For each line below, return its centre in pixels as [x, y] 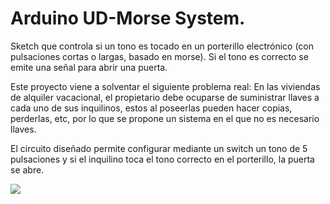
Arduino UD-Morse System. [128, 18]
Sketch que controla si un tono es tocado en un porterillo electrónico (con [162, 46]
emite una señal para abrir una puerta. [89, 67]
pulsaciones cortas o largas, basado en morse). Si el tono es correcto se [159, 56]
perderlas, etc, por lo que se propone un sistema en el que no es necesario [165, 118]
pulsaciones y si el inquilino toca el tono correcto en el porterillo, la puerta [162, 159]
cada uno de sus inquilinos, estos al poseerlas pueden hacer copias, [151, 108]
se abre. [27, 169]
